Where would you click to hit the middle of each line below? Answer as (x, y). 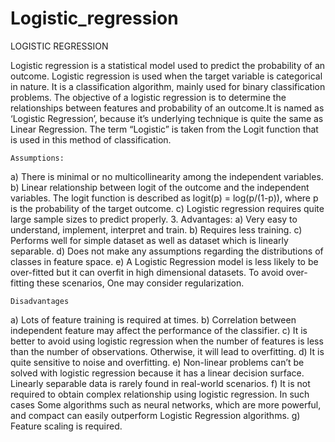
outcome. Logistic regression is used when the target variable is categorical (166, 76)
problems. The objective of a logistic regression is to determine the (148, 97)
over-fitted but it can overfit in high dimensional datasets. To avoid (147, 272)
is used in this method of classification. (91, 139)
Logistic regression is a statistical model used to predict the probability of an (168, 65)
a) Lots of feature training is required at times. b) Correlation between (153, 319)
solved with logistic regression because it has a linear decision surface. (157, 373)
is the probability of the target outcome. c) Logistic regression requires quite (167, 208)
